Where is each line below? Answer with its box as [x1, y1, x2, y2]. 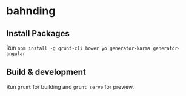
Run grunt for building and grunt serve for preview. [6, 83, 135, 90]
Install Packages [6, 28, 70, 39]
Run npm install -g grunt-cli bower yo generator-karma [6, 44, 151, 51]
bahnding [6, 4, 56, 18]
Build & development [6, 67, 86, 77]
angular [6, 51, 26, 57]
